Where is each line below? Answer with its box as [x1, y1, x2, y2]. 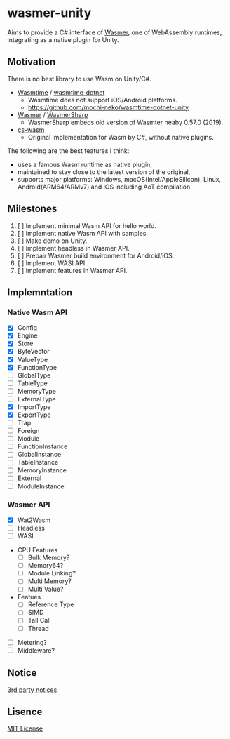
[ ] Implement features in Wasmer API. [17, 266, 128, 274]
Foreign [17, 427, 40, 435]
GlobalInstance [17, 451, 62, 459]
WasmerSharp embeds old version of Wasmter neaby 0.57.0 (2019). [27, 118, 224, 126]
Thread [27, 624, 49, 632]
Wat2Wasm [17, 516, 51, 524]
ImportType [17, 402, 51, 411]
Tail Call [27, 616, 51, 625]
